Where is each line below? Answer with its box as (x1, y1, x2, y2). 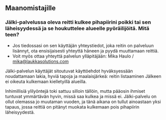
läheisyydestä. (5, 109, 35, 115)
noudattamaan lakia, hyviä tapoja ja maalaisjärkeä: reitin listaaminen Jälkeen (5, 73, 162, 79)
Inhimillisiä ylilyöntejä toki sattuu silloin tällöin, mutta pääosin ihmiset (5, 88, 146, 94)
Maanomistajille (5, 4, 56, 12)
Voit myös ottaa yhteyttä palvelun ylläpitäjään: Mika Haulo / (12, 53, 134, 59)
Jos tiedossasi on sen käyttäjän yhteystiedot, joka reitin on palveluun (12, 42, 154, 49)
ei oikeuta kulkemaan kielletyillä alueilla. (5, 78, 87, 84)
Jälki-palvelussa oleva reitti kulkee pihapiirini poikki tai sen (5, 19, 151, 26)
